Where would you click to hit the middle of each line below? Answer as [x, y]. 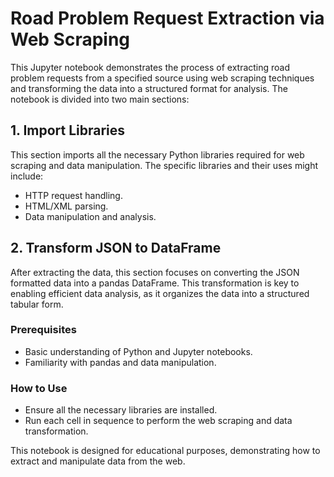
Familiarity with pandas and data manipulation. [120, 362]
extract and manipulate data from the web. [98, 461]
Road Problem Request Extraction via [167, 18]
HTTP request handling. [73, 195]
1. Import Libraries [68, 130]
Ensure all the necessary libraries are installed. [121, 410]
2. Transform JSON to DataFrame [116, 248]
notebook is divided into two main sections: [100, 99]
